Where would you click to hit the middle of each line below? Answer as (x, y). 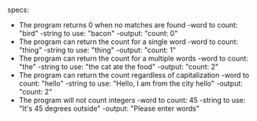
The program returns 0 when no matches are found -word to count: (128, 25)
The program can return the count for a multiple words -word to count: (134, 58)
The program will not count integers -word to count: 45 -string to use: (132, 100)
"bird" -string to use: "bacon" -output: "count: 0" (98, 33)
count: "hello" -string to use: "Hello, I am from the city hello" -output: (131, 83)
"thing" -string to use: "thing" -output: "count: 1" (97, 50)
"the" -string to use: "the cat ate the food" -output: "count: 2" (119, 67)
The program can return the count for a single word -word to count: (128, 42)
